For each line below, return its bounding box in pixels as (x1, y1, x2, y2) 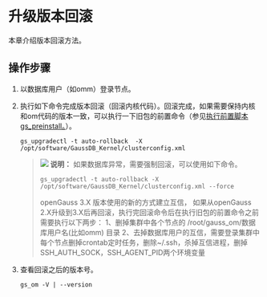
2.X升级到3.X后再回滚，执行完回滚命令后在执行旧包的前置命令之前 (39, 207, 259, 217)
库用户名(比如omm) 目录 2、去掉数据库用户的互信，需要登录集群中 (39, 227, 261, 237)
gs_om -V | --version (19, 280, 92, 289)
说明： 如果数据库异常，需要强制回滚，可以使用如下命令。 (50, 159, 242, 169)
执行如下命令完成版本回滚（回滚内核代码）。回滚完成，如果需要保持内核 (19, 101, 256, 111)
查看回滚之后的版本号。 (19, 264, 98, 274)
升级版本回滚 (8, 7, 94, 26)
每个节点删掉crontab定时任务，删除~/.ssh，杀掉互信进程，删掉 (39, 238, 249, 247)
